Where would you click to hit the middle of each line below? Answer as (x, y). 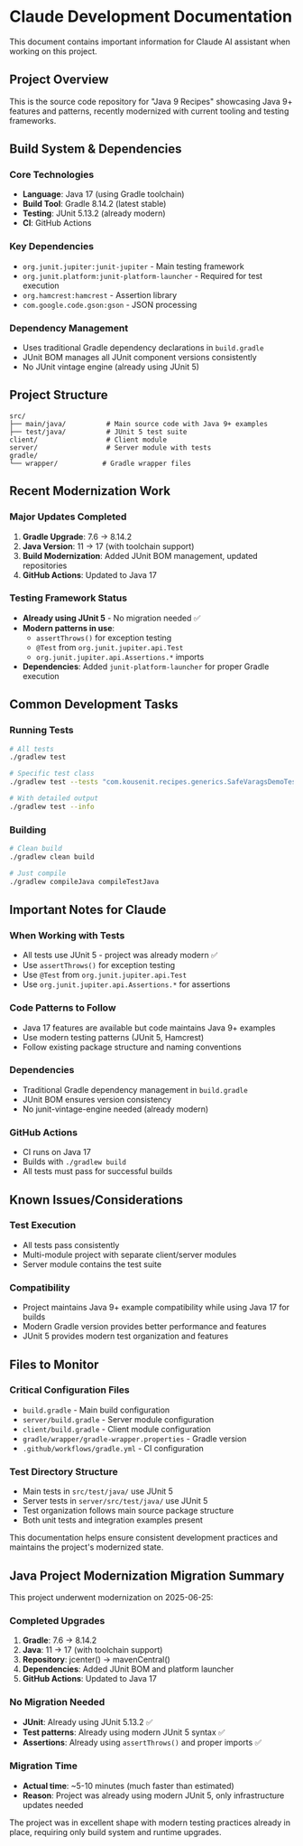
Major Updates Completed (68, 517)
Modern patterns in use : (69, 628)
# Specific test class (52, 774)
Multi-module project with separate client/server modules (129, 1254)
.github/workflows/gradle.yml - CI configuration (113, 1448)
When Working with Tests (67, 935)
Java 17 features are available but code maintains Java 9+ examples (149, 1028)
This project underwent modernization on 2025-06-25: (111, 1597)
